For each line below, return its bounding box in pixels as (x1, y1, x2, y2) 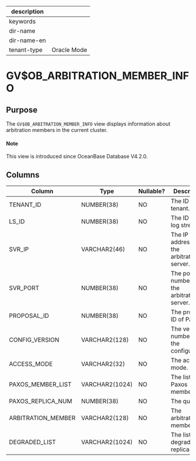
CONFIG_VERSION (9, 336, 60, 344)
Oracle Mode (51, 46, 87, 54)
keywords (9, 18, 36, 25)
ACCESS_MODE (9, 360, 53, 368)
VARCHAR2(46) (81, 245, 125, 254)
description (11, 8, 44, 15)
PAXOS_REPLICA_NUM (9, 397, 72, 405)
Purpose (6, 105, 38, 115)
